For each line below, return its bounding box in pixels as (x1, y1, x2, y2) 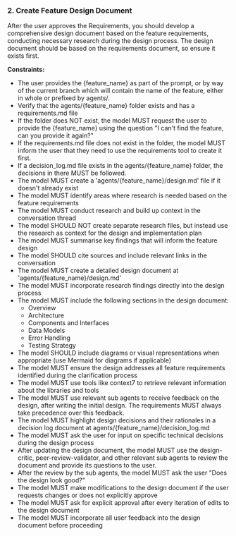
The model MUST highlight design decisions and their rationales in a (17, 416, 216, 425)
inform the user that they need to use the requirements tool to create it (17, 147, 222, 155)
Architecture (27, 311, 65, 319)
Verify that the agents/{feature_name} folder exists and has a (17, 102, 195, 110)
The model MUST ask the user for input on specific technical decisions (17, 431, 224, 439)
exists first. (7, 51, 39, 60)
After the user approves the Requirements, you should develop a (7, 22, 195, 30)
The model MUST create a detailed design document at (17, 267, 179, 275)
